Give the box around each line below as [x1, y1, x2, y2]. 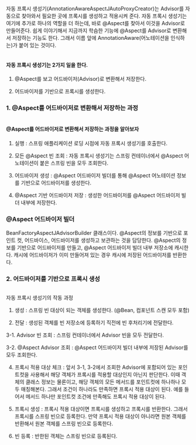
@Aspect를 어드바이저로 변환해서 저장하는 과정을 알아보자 [6, 125, 139, 133]
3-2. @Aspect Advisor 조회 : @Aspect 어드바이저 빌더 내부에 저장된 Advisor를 [6, 344, 188, 351]
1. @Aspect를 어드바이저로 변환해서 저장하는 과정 [6, 104, 139, 112]
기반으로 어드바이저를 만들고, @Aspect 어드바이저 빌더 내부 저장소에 [16, 244, 174, 251]
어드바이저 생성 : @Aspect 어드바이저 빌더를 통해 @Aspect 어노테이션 [14, 172, 176, 179]
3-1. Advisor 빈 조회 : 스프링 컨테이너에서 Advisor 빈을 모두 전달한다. [6, 331, 164, 338]
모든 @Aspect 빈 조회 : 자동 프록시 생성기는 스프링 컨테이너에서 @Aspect [14, 152, 183, 159]
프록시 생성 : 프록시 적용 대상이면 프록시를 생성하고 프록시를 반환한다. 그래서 [14, 406, 188, 413]
